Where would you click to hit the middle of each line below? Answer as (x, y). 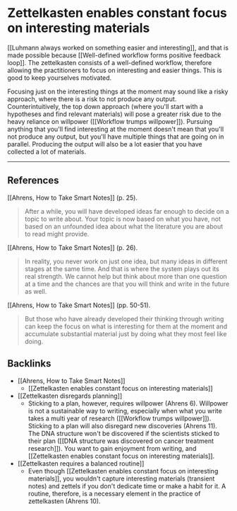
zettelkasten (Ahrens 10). (64, 501)
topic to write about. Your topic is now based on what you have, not (122, 219)
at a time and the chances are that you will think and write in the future (127, 284)
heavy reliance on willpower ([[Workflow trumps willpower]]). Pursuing (110, 121)
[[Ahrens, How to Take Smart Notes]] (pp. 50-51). (79, 305)
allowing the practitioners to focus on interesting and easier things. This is (115, 70)
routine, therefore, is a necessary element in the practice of (114, 493)
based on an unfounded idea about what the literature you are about (124, 226)
